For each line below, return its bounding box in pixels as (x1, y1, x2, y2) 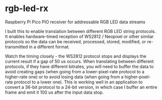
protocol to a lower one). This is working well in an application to (14, 79, 143, 85)
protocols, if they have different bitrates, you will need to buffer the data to (5, 64, 154, 69)
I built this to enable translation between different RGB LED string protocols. (5, 28, 156, 34)
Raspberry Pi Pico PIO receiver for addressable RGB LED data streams (5, 19, 146, 25)
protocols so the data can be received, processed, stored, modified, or (5, 38, 146, 44)
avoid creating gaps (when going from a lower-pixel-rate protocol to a (5, 68, 145, 74)
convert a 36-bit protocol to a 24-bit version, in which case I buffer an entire (5, 84, 158, 90)
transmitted (5, 44, 28, 50)
